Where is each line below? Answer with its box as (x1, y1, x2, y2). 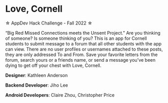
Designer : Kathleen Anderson (5, 72, 68, 78)
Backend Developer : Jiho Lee (5, 82, 68, 88)
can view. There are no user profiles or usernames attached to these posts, (5, 46, 163, 52)
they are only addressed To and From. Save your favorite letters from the (5, 51, 158, 58)
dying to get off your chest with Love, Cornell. (5, 62, 102, 68)
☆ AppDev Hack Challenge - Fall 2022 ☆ (5, 20, 93, 26)
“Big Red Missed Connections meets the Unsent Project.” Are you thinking (5, 30, 161, 36)
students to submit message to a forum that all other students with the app (5, 40, 162, 46)
